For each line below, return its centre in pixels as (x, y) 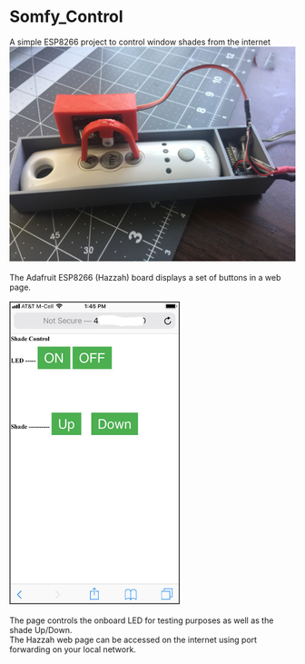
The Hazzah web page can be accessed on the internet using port (133, 640)
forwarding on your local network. (73, 649)
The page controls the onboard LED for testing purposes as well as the (142, 620)
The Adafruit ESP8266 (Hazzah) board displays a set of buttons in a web (145, 277)
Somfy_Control (67, 17)
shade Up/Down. (41, 630)
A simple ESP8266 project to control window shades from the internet (140, 42)
